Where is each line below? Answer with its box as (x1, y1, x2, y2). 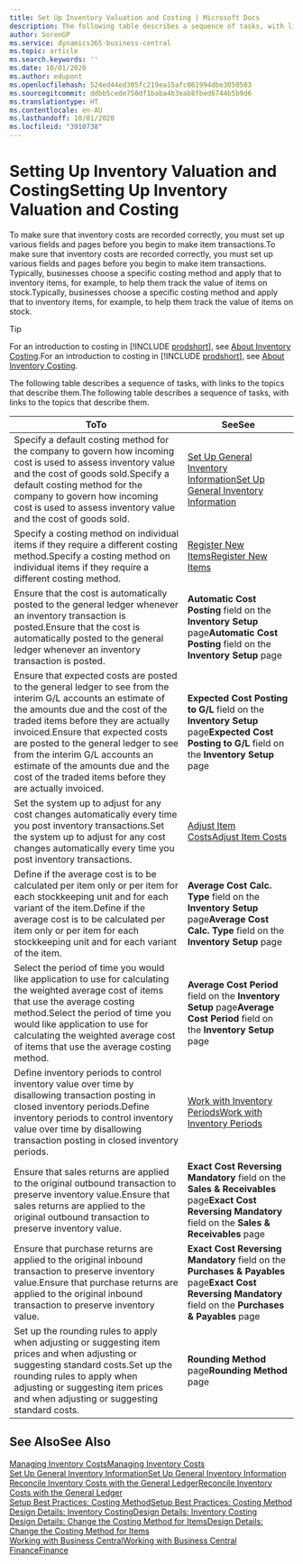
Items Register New (187, 550, 268, 562)
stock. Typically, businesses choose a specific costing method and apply (9, 286, 278, 298)
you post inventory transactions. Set (14, 819, 165, 831)
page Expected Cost (187, 726, 274, 738)
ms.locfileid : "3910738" (9, 123, 103, 132)
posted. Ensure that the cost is (14, 620, 141, 633)
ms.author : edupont (9, 72, 83, 81)
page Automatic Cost (187, 626, 278, 639)
